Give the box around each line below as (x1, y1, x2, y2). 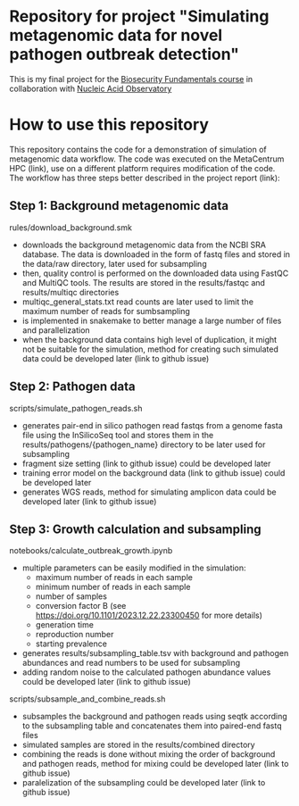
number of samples (35, 591, 107, 602)
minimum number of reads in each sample (35, 582, 191, 593)
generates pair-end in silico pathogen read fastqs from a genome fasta (21, 420, 283, 430)
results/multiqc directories (21, 287, 120, 297)
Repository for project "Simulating (9, 6, 270, 27)
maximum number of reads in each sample (35, 572, 194, 583)
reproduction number (35, 629, 114, 640)
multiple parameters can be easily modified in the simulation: (21, 562, 247, 573)
